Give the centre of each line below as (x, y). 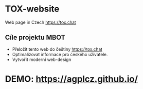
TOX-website (32, 9)
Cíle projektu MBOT (35, 37)
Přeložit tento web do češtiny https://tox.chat (57, 49)
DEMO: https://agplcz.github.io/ (71, 79)
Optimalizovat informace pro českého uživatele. (60, 54)
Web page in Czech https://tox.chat (41, 22)
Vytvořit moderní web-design (42, 59)
